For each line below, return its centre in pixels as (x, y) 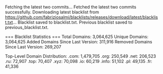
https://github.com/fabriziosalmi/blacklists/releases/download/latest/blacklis (81, 17)
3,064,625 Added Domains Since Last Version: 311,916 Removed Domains (79, 42)
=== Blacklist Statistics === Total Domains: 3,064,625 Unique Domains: (77, 37)
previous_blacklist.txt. (27, 27)
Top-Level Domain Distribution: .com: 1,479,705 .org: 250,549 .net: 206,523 (81, 56)
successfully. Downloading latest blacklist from (52, 12)
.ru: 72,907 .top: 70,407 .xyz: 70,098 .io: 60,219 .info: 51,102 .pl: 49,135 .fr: (79, 61)
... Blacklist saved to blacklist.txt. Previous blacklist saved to (73, 22)
